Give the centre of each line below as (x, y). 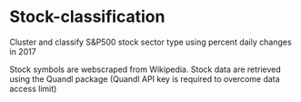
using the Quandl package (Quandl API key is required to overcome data (145, 78)
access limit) (33, 88)
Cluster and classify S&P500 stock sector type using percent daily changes (151, 42)
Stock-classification (87, 17)
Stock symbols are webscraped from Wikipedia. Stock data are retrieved (145, 69)
